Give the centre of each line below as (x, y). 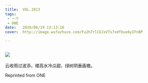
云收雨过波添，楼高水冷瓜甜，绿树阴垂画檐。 (50, 66)
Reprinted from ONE (25, 75)
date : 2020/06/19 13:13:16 (35, 28)
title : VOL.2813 (23, 9)
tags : (11, 14)
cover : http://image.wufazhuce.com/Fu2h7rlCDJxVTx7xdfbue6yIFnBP (74, 32)
